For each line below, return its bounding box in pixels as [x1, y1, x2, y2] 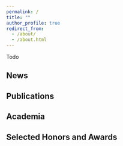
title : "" [6, 14, 31, 20]
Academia [6, 112, 45, 122]
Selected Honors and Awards [6, 132, 118, 142]
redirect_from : [6, 25, 44, 32]
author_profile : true [6, 20, 61, 26]
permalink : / [6, 8, 39, 15]
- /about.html [11, 37, 47, 43]
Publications [6, 91, 55, 101]
